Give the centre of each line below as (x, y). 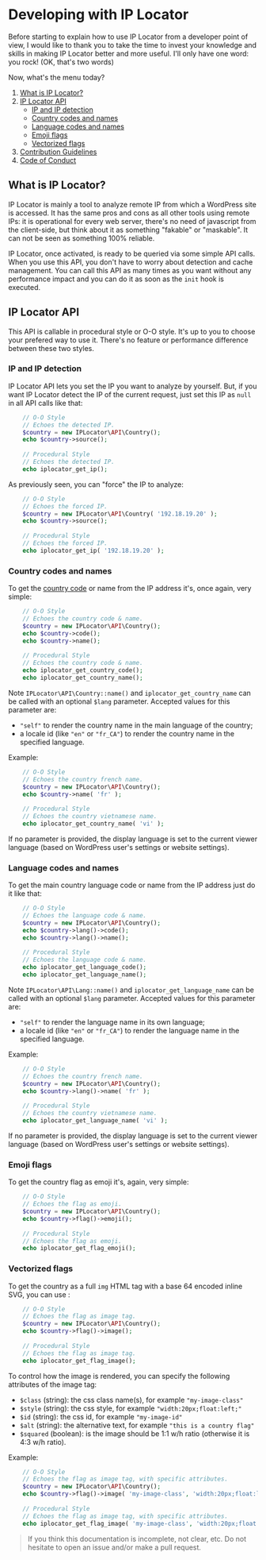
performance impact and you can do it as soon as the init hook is (116, 279)
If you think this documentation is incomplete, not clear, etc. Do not (137, 1539)
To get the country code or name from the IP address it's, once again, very (130, 589)
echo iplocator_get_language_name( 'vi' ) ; (95, 1121)
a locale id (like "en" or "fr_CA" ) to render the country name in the (127, 733)
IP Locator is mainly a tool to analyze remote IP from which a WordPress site (133, 204)
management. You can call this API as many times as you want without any (130, 270)
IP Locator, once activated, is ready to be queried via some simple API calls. (132, 253)
